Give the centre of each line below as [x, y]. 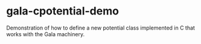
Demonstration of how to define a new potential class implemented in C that [101, 28]
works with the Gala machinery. [46, 34]
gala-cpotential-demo [63, 11]
